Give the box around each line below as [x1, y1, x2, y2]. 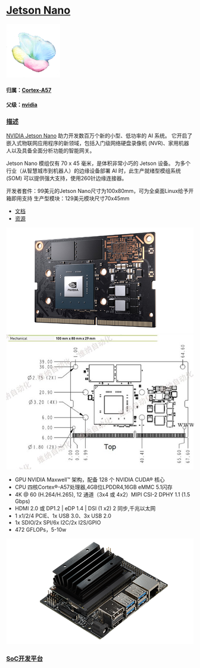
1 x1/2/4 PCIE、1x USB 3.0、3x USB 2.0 [14, 512, 112, 519]
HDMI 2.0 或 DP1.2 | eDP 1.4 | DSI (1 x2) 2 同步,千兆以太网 [14, 504, 156, 511]
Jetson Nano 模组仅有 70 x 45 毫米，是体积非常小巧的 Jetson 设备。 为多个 [6, 160, 191, 167]
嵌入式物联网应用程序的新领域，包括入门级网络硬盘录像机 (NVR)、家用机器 [6, 140, 189, 147]
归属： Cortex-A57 [6, 86, 52, 93]
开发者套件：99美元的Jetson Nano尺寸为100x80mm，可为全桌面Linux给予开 [6, 188, 194, 195]
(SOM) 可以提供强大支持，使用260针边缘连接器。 [6, 174, 127, 182]
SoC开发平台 [6, 655, 43, 663]
